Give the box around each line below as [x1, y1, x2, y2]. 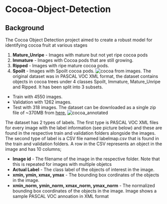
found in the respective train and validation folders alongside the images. [5, 130, 156, 136]
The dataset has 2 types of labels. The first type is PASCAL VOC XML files [5, 120, 159, 125]
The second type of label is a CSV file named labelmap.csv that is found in [5, 136, 159, 141]
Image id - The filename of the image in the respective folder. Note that [12, 156, 160, 162]
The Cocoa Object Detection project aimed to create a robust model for [5, 37, 153, 43]
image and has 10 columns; [5, 146, 62, 152]
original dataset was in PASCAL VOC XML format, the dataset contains [12, 73, 158, 79]
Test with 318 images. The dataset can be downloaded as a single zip [12, 105, 156, 110]
